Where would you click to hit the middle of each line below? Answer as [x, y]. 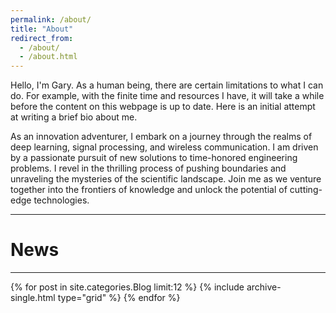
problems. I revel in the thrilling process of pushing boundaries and [148, 168]
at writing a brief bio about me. [74, 117]
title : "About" [42, 29]
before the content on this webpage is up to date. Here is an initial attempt [163, 107]
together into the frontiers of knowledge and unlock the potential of [149, 190]
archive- [264, 287]
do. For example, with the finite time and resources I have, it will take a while [167, 96]
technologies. [61, 200]
